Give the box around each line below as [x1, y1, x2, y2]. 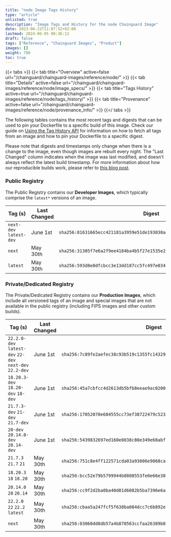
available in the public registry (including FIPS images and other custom [5, 302, 156, 309]
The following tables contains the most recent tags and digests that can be [5, 117, 162, 123]
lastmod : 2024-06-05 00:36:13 [5, 31, 70, 36]
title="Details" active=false [5, 80, 62, 86]
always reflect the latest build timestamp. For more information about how [5, 159, 160, 166]
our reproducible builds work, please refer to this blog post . [5, 165, 130, 171]
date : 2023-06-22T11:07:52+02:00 [5, 27, 76, 32]
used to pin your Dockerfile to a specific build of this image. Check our [5, 122, 154, 128]
